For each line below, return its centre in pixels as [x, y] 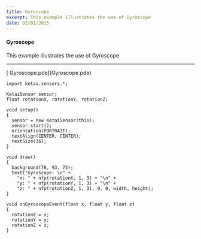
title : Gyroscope [28, 12]
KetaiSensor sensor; [32, 94]
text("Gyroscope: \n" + [41, 173]
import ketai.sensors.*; [37, 84]
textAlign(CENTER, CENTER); [47, 136]
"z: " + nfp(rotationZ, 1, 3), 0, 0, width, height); [85, 188]
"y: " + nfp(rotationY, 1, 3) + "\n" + [67, 183]
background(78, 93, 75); [42, 167]
